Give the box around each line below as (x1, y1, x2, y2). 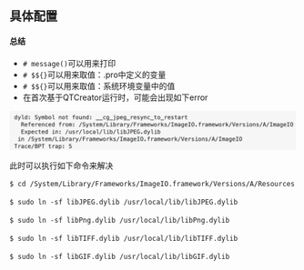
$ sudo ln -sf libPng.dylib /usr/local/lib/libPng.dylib (9, 216, 230, 225)
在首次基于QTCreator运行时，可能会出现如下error (22, 92, 208, 103)
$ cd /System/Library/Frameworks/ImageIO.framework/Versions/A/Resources (9, 180, 296, 189)
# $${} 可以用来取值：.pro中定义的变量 (22, 69, 167, 80)
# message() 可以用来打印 (22, 57, 117, 68)
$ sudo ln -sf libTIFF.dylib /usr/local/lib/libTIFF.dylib (9, 235, 238, 244)
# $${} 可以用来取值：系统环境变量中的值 (22, 80, 176, 91)
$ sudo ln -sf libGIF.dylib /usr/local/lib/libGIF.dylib (9, 253, 230, 262)
